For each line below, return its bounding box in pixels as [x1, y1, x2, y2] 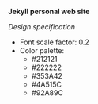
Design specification [8, 22, 76, 31]
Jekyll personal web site [8, 7, 90, 16]
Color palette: [19, 46, 65, 55]
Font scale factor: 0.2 [19, 37, 89, 47]
